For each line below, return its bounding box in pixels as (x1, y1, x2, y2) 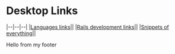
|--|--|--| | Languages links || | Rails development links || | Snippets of (6, 23, 169, 31)
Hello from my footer (6, 41, 57, 48)
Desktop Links (6, 4, 78, 18)
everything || (6, 29, 36, 36)
